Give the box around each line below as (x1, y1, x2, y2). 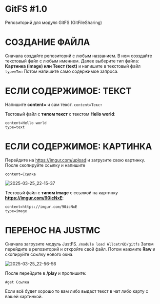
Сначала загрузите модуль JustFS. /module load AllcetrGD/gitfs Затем (5, 241, 154, 247)
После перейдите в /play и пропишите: (5, 270, 86, 276)
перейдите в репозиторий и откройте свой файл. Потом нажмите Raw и (5, 246, 156, 252)
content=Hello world (5, 121, 47, 125)
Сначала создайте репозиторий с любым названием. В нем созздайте (5, 53, 152, 59)
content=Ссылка (5, 172, 36, 177)
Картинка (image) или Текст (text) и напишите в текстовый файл (5, 63, 141, 69)
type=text (5, 124, 25, 130)
